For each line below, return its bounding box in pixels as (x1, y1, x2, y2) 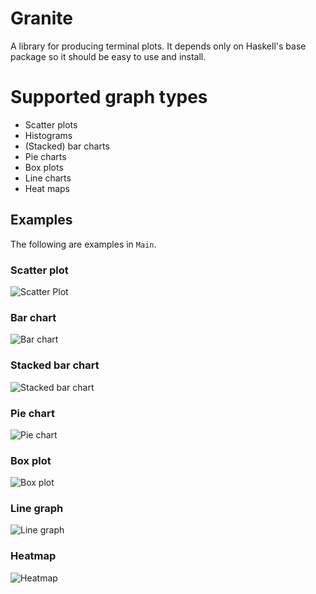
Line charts (24, 172, 72, 184)
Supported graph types (10, 86, 208, 109)
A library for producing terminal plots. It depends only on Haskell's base (10, 40, 307, 52)
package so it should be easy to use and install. (10, 50, 207, 62)
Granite (10, 7, 73, 30)
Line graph (10, 502, 64, 516)
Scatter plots (24, 118, 78, 131)
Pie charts (24, 150, 67, 162)
